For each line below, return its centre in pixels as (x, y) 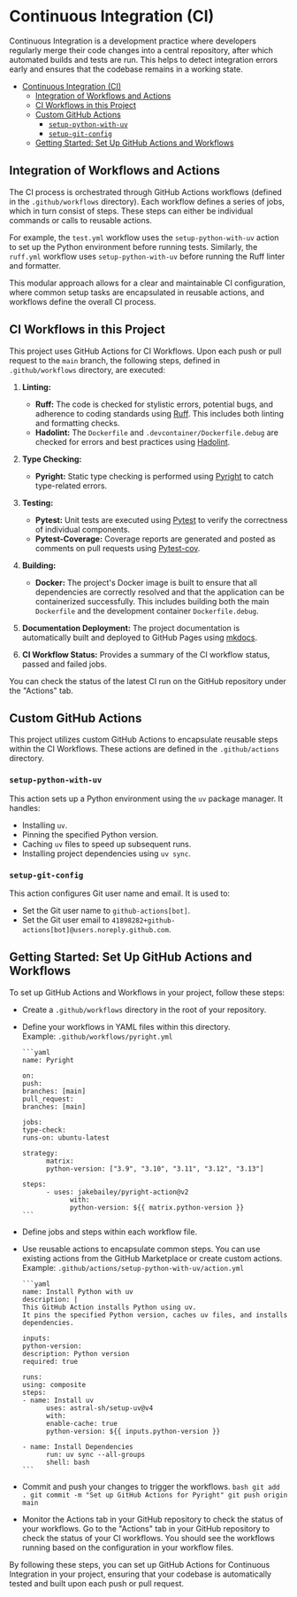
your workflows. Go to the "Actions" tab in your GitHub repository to (146, 1528)
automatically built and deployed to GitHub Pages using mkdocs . (140, 637)
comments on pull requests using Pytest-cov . (118, 548)
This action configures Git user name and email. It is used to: (120, 893)
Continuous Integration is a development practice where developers (133, 41)
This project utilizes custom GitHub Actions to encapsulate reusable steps (144, 740)
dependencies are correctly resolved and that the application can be (160, 592)
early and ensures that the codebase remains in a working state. (126, 69)
